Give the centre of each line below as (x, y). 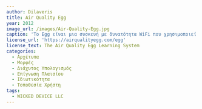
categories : (21, 51)
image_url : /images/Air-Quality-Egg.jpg (58, 29)
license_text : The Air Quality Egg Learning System (73, 46)
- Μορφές (23, 62)
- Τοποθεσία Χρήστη (36, 85)
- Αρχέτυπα (25, 57)
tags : (13, 91)
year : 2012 (20, 23)
